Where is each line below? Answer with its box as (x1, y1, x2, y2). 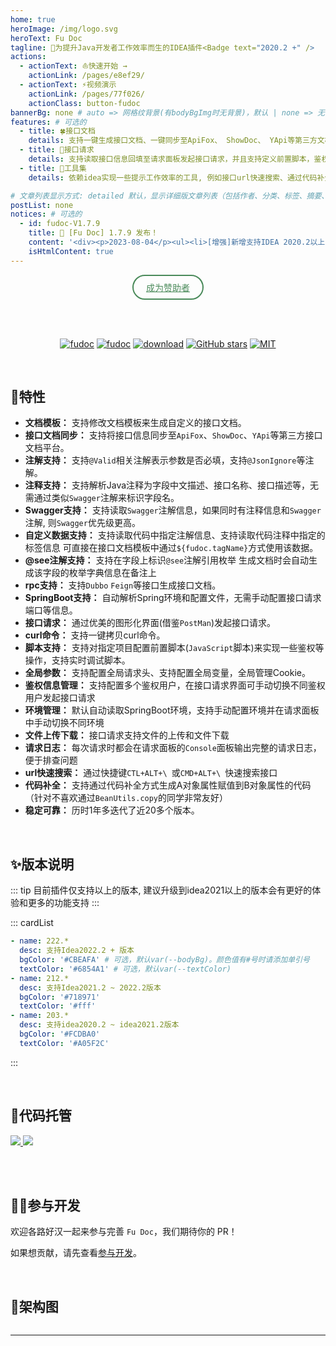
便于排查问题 (24, 754, 78, 766)
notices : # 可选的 (10, 209, 83, 220)
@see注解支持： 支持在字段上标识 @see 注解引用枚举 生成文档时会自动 (24, 554, 310, 566)
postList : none (10, 200, 74, 210)
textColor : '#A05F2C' (19, 1038, 110, 1048)
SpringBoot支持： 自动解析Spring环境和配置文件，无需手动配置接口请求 (24, 592, 322, 604)
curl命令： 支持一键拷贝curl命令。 (24, 629, 166, 641)
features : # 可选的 (10, 117, 87, 127)
